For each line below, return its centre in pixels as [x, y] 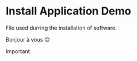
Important [18, 51]
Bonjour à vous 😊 [28, 39]
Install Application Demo [68, 11]
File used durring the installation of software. [61, 28]
